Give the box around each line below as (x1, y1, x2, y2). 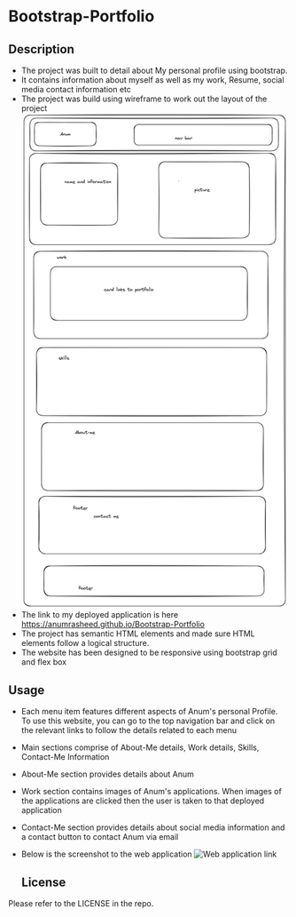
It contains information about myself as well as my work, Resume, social (20, 75, 284, 85)
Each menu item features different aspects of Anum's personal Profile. (20, 706, 278, 717)
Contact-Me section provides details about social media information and (20, 822, 285, 833)
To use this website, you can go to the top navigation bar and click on (20, 715, 276, 726)
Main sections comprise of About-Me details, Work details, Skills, (20, 742, 260, 753)
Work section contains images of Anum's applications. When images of (20, 786, 283, 797)
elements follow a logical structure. (20, 638, 150, 649)
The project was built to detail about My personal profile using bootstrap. (20, 65, 288, 76)
